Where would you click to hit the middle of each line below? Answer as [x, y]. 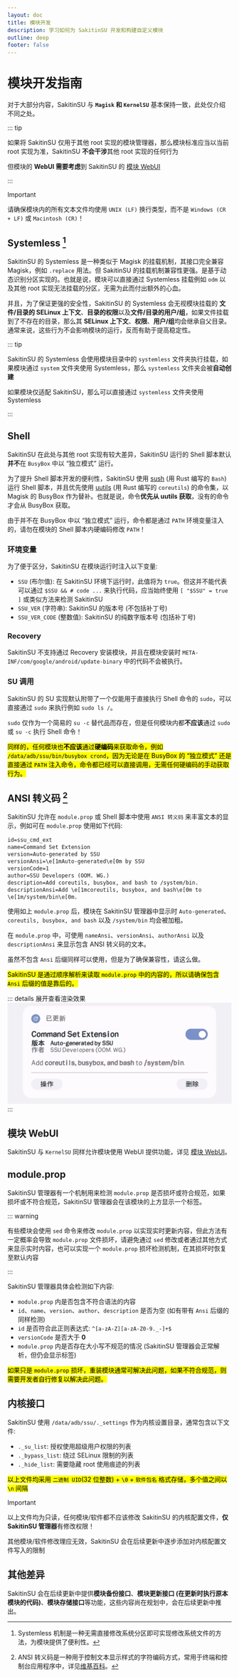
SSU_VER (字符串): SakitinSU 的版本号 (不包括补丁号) [92, 608]
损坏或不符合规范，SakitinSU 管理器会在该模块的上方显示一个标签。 [107, 1201]
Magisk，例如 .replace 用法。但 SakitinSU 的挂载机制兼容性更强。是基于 [114, 270]
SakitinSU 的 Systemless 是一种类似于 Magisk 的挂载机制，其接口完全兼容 [116, 261]
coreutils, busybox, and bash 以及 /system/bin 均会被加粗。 [97, 920]
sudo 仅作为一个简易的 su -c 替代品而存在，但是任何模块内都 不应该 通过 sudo [119, 722]
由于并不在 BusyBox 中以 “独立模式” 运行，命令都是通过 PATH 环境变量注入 [116, 520]
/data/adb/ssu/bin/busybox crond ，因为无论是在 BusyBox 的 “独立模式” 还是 [119, 755]
